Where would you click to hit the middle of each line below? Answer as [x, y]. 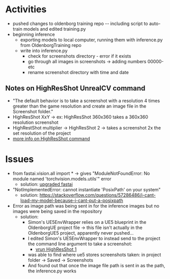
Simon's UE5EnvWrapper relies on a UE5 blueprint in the [87, 222]
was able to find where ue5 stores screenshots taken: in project [94, 255]
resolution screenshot [35, 122]
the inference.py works [52, 271]
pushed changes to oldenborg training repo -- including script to [80, 23]
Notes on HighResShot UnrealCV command [75, 88]
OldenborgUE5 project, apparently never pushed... [81, 233]
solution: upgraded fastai [46, 184]
